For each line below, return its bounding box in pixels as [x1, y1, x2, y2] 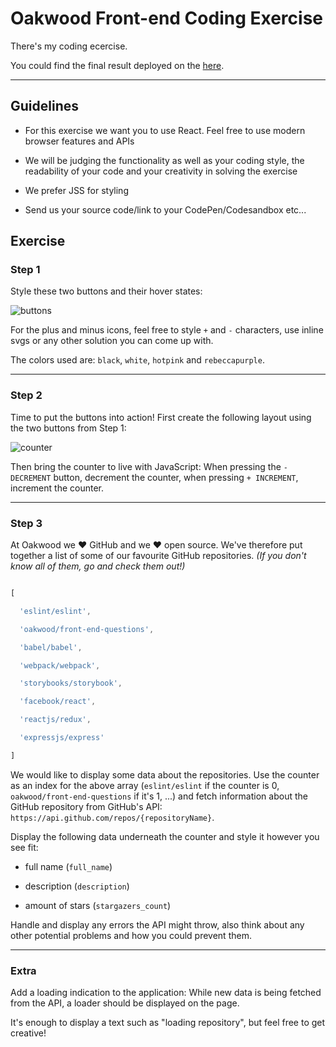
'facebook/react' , [19, 697, 97, 707]
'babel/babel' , [19, 642, 83, 652]
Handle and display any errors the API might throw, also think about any [10, 918, 305, 931]
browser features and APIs [24, 135, 135, 147]
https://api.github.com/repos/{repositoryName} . [10, 811, 215, 823]
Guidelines [10, 98, 79, 115]
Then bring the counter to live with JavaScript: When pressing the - [10, 460, 288, 472]
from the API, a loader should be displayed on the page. [10, 997, 240, 1009]
